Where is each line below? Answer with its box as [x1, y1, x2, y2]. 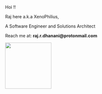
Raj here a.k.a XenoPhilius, [5, 14, 59, 19]
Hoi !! [5, 4, 16, 10]
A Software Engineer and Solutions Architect [5, 23, 96, 29]
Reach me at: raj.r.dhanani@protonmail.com [5, 33, 98, 38]
